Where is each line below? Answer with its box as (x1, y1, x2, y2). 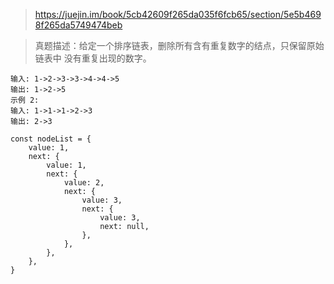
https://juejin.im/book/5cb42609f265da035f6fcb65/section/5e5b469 (34, 9, 322, 20)
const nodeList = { (10, 134, 92, 144)
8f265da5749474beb (34, 19, 123, 31)
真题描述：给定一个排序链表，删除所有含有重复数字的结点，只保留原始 (34, 40, 325, 51)
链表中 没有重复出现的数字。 (34, 52, 152, 64)
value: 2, (63, 178, 105, 188)
